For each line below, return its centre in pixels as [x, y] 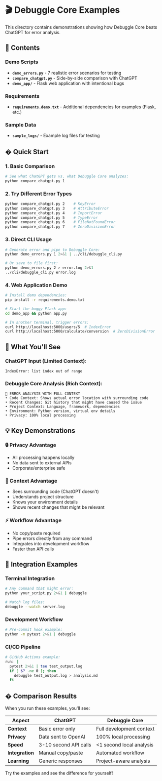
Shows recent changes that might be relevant [58, 507]
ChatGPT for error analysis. [33, 32]
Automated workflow [120, 753]
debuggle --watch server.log [35, 607]
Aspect [21, 721]
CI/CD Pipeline [23, 647]
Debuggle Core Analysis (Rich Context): [54, 383]
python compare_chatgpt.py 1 [35, 181]
